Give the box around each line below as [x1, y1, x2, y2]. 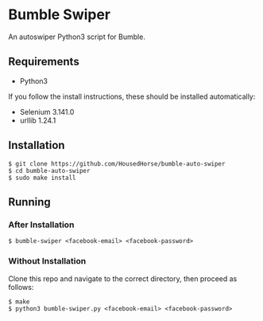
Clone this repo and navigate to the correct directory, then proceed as [8, 273, 238, 284]
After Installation [8, 219, 75, 230]
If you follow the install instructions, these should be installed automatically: [8, 92, 256, 101]
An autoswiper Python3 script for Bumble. [8, 32, 145, 41]
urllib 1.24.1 [19, 115, 56, 125]
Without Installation [8, 256, 87, 267]
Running [8, 195, 52, 209]
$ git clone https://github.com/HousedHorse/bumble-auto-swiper [8, 159, 226, 168]
